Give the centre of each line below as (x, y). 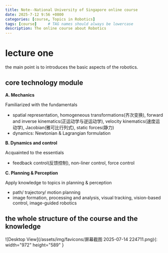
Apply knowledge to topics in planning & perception (58, 182)
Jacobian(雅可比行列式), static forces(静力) (70, 127)
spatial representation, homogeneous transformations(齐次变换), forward (88, 115)
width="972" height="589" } (35, 245)
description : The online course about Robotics (56, 29)
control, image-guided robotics (44, 203)
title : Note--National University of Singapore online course (71, 10)
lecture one (29, 53)
